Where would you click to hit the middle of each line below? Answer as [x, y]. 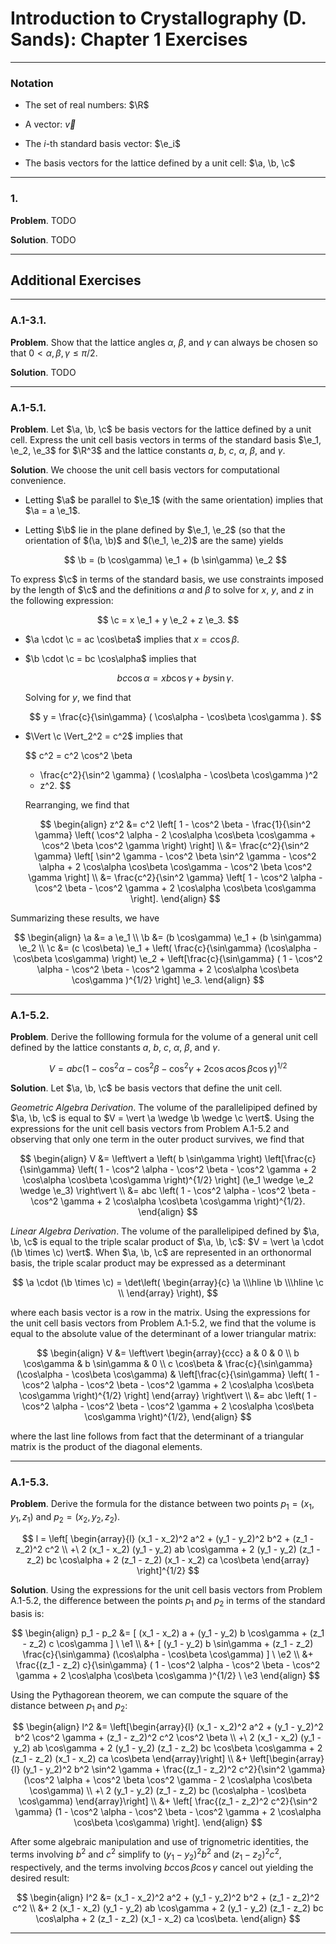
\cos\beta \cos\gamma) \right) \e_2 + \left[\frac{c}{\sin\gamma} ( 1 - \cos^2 [168, 958]
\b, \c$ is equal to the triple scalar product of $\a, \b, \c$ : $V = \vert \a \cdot [167, 1241]
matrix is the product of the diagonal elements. [106, 1446]
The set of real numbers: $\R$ [87, 105]
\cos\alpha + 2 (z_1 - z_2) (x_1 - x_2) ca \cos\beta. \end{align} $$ [168, 1918]
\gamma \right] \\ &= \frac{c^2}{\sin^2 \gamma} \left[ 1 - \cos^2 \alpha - [175, 877]
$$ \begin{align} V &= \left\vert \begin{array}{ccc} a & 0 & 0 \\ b [168, 1353]
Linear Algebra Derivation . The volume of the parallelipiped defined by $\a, [165, 1231]
